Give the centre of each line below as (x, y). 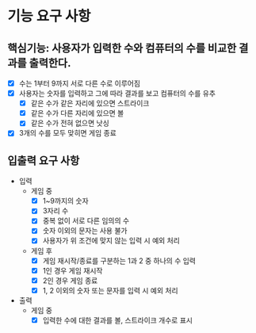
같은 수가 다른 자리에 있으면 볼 (77, 113)
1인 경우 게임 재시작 (73, 270)
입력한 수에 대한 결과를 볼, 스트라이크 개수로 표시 (118, 320)
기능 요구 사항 (49, 16)
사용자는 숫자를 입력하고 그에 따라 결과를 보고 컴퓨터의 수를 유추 (117, 94)
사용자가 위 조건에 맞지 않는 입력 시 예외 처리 (111, 241)
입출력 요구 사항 (44, 161)
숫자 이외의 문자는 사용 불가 (85, 231)
